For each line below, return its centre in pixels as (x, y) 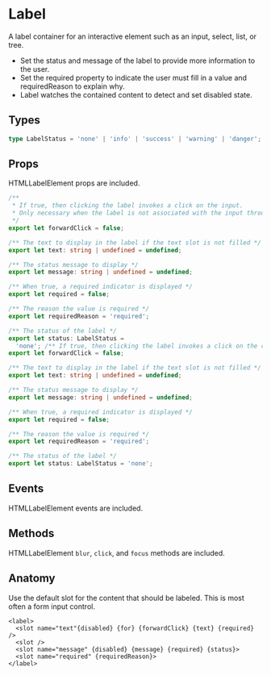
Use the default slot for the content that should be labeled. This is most (126, 598)
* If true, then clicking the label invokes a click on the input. (127, 206)
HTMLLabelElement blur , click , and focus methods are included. (117, 552)
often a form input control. (52, 606)
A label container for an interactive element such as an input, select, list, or (132, 36)
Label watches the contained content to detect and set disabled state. (136, 94)
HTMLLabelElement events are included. (76, 508)
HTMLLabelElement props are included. (74, 183)
